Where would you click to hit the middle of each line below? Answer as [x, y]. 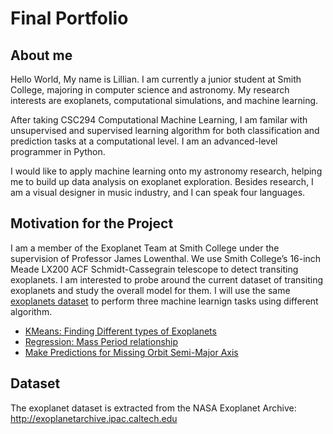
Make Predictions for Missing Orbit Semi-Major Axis [131, 352]
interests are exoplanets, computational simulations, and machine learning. [164, 100]
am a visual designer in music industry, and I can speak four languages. [158, 192]
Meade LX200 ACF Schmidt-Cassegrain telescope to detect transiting [154, 269]
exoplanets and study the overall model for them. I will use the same [150, 290]
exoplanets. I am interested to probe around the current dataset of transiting [167, 279]
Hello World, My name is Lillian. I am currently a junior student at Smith [156, 79]
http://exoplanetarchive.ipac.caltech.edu [94, 418]
